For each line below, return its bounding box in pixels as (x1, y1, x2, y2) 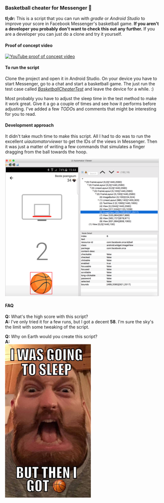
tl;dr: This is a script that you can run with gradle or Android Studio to (5, 16, 145, 22)
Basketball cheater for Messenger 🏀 (5, 4, 92, 11)
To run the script (5, 65, 40, 71)
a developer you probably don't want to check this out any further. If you (5, 26, 155, 32)
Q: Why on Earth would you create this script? (5, 334, 98, 339)
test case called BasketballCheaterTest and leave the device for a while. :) (5, 86, 154, 92)
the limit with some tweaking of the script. (5, 324, 89, 330)
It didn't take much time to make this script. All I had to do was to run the (5, 133, 151, 139)
